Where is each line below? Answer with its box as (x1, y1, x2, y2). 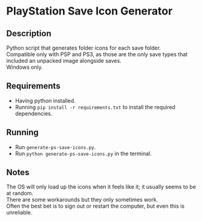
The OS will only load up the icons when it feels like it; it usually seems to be (6, 183, 197, 191)
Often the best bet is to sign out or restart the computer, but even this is (6, 202, 185, 210)
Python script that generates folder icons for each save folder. (6, 44, 161, 51)
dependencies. (15, 110, 53, 117)
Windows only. (6, 63, 44, 71)
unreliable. (6, 209, 33, 216)
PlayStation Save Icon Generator (6, 4, 173, 18)
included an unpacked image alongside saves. (6, 57, 122, 64)
